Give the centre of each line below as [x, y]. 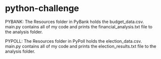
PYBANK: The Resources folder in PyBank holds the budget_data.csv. [74, 22]
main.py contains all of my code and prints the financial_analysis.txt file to [79, 26]
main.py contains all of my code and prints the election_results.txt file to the [81, 46]
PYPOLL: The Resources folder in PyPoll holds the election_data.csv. [73, 41]
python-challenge [42, 8]
